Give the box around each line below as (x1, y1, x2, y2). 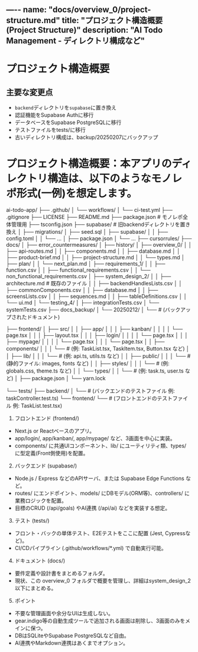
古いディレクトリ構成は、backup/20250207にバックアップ (14, 133, 158, 141)
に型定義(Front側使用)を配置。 (14, 450, 89, 457)
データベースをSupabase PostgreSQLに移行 (14, 119, 122, 126)
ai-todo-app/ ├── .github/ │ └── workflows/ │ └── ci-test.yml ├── (6, 206, 173, 214)
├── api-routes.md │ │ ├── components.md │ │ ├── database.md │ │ (6, 247, 180, 255)
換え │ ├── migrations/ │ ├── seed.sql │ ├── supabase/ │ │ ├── (6, 228, 168, 236)
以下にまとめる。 (14, 584, 57, 592)
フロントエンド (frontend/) (14, 415, 80, 422)
